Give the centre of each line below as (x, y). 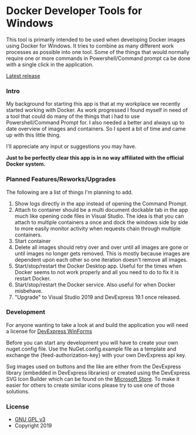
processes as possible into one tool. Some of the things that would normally (98, 52)
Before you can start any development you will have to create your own (92, 342)
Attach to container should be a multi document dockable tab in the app (101, 210)
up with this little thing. (33, 135)
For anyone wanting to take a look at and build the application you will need (97, 325)
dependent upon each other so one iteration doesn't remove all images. (101, 259)
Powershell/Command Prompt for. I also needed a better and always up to (95, 123)
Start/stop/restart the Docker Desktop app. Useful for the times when (98, 266)
